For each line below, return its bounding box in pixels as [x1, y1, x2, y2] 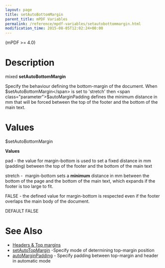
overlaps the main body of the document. [5, 198, 90, 204]
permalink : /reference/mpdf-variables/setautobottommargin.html [5, 21, 141, 26]
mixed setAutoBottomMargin [5, 73, 66, 80]
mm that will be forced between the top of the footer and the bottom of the [5, 99, 158, 105]
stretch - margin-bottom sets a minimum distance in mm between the [5, 173, 150, 179]
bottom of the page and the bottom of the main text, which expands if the [5, 178, 156, 184]
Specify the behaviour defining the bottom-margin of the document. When [5, 83, 158, 89]
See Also [5, 226, 43, 237]
